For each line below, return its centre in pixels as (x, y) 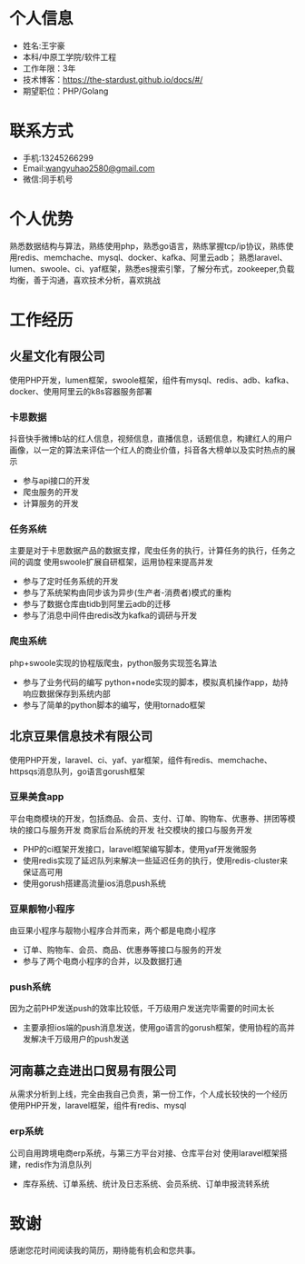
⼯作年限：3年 (49, 68)
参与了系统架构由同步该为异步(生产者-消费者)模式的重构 (127, 592)
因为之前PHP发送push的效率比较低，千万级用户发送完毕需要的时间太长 (142, 1009)
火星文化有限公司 (57, 357)
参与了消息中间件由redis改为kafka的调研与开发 (110, 615)
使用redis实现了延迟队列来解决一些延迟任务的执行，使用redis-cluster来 (155, 861)
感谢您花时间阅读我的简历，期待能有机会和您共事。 (105, 1250)
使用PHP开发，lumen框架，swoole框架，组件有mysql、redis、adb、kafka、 (152, 380)
